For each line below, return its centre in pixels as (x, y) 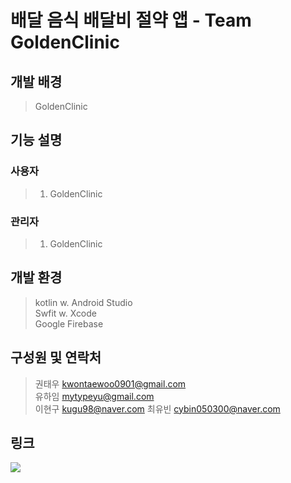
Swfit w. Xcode (66, 313)
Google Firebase (69, 323)
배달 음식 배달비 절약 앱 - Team (131, 20)
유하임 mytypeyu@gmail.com (94, 396)
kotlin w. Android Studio (83, 302)
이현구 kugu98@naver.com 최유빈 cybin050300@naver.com (157, 408)
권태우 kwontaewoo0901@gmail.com (110, 383)
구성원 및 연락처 (56, 357)
